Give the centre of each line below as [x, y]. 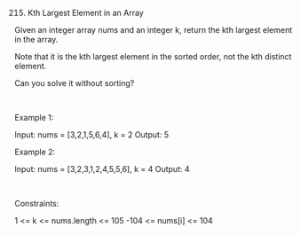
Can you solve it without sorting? [75, 83]
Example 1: [34, 117]
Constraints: [37, 204]
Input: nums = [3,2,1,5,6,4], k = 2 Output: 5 [92, 135]
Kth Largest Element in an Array [86, 13]
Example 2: [35, 152]
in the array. [36, 39]
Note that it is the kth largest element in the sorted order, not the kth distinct [153, 56]
